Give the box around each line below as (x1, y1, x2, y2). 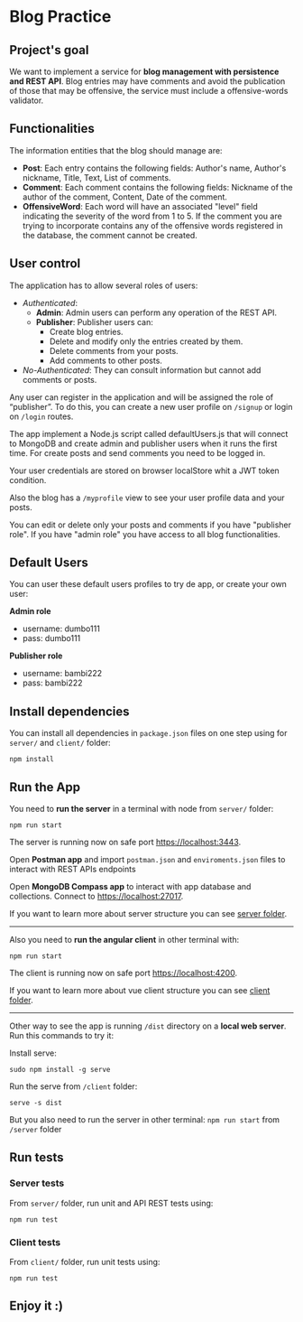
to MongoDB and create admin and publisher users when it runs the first (9, 438, 278, 449)
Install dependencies (9, 703, 130, 719)
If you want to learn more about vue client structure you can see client (9, 985, 271, 996)
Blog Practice (9, 6, 112, 27)
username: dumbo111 (22, 623, 101, 634)
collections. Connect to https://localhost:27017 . (9, 891, 184, 902)
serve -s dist (9, 1099, 63, 1108)
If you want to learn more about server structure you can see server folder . (9, 908, 287, 919)
